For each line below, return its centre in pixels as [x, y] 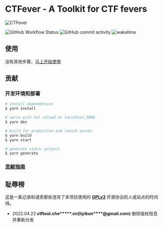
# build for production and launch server [49, 131]
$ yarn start [18, 140]
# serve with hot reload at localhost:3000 [50, 118]
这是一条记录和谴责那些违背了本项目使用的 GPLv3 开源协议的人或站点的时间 [81, 197]
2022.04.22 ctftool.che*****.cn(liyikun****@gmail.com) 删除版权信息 [85, 214]
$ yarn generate [22, 153]
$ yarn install [21, 109]
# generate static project [33, 149]
